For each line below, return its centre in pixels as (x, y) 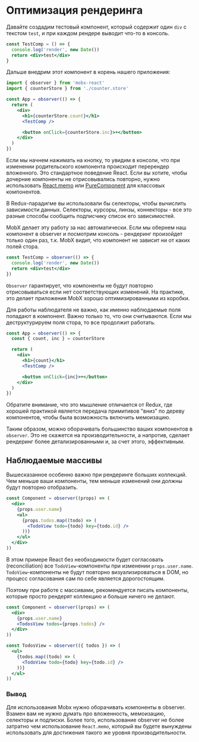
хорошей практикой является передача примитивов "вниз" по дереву (96, 411)
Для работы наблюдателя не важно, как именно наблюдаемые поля (94, 310)
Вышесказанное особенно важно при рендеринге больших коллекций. (97, 475)
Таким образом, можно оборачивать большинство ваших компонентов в (99, 429)
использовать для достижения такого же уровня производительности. (97, 732)
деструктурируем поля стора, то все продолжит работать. (81, 322)
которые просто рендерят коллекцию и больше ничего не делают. (91, 596)
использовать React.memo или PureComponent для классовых (86, 186)
